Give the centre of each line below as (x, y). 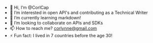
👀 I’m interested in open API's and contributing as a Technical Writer (79, 13)
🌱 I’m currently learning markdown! (45, 18)
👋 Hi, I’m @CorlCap (29, 7)
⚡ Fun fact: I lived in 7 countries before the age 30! (61, 36)
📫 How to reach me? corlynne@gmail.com (53, 28)
